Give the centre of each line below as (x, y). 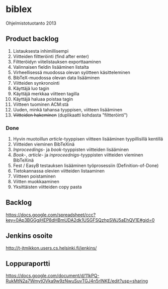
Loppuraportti (28, 264)
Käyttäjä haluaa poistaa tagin (43, 99)
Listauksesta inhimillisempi (41, 51)
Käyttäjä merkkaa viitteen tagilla (46, 93)
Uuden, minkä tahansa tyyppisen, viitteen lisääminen (68, 109)
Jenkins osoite (29, 236)
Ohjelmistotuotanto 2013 (31, 23)
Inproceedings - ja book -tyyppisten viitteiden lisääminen (71, 150)
